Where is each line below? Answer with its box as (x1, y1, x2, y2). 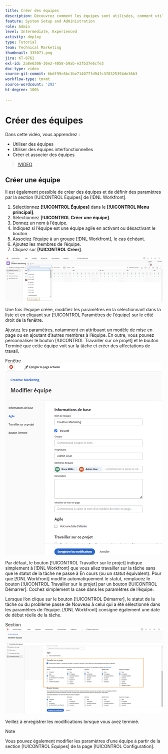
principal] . (12, 209, 35, 215)
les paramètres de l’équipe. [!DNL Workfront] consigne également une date (5, 607, 160, 613)
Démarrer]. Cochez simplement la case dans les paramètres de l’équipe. (5, 586, 154, 592)
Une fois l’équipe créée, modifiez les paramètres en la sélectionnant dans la (5, 307, 161, 313)
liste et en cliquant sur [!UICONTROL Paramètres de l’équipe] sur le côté (5, 312, 154, 318)
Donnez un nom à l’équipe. (12, 220, 67, 226)
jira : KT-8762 (5, 56, 35, 61)
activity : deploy (5, 35, 41, 40)
